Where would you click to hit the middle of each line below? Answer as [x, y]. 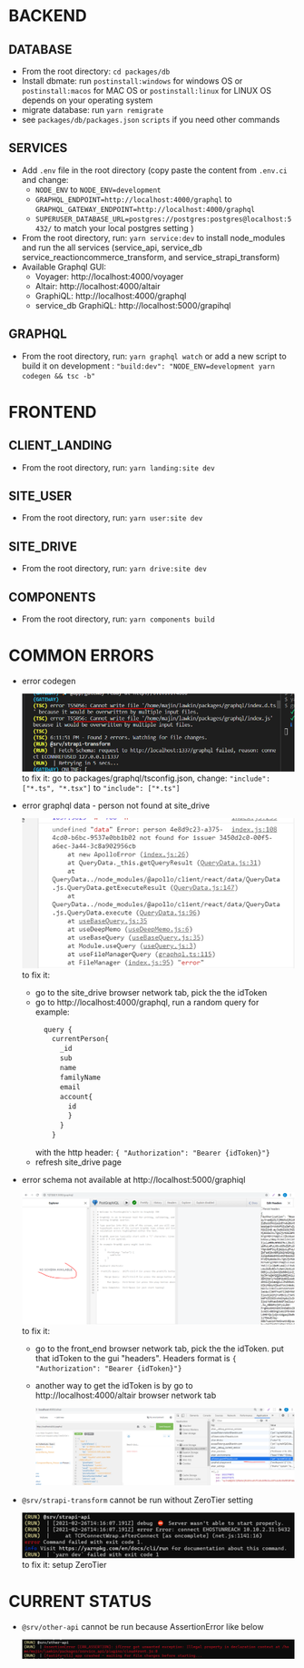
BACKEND [48, 16]
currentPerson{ [81, 1039]
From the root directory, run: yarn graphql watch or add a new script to [154, 356]
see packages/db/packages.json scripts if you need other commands [151, 120]
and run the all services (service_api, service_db [112, 248]
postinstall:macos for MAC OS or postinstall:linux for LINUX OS [146, 91]
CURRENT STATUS [80, 1602]
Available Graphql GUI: [64, 267]
